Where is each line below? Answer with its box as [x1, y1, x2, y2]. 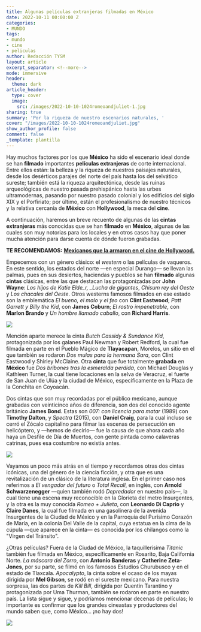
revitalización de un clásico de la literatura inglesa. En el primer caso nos [6, 475, 185, 482]
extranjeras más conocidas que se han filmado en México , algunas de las [6, 222, 190, 230]
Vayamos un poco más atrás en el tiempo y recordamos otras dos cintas [6, 462, 184, 470]
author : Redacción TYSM [6, 53, 66, 59]
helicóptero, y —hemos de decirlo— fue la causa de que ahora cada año [6, 426, 185, 434]
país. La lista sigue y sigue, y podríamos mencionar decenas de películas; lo [6, 595, 194, 602]
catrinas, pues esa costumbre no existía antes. [6, 439, 121, 447]
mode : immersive [6, 70, 47, 76]
